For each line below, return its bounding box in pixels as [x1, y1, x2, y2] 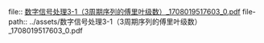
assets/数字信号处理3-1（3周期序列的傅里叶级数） [35, 17, 202, 26]
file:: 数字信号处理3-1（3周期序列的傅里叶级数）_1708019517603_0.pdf [8, 7, 241, 16]
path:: [8, 17, 28, 26]
